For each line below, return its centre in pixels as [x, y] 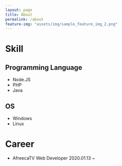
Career [20, 144]
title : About [19, 15]
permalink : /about [24, 19]
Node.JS [22, 80]
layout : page [19, 10]
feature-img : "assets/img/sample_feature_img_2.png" [62, 24]
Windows [22, 119]
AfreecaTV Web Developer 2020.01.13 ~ [54, 158]
